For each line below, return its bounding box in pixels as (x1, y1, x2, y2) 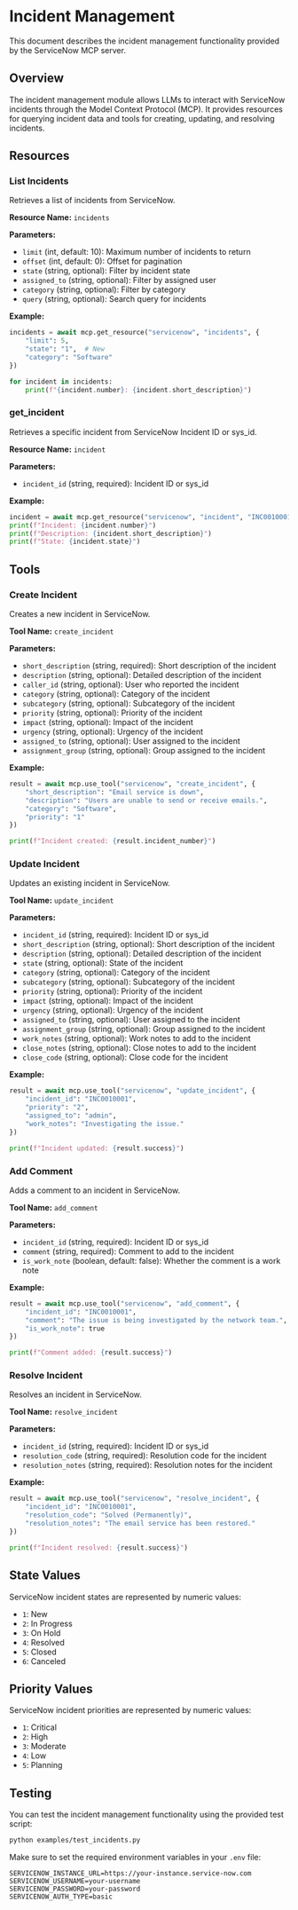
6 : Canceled (21, 1655, 67, 1666)
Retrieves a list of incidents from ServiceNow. (9, 195, 176, 206)
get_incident (9, 406, 65, 419)
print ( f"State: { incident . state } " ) (9, 537, 141, 547)
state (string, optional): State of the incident (21, 958, 184, 968)
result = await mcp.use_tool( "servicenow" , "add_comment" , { (9, 1298, 240, 1308)
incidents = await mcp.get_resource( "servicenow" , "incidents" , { (9, 328, 260, 337)
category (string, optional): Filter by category (21, 284, 186, 295)
